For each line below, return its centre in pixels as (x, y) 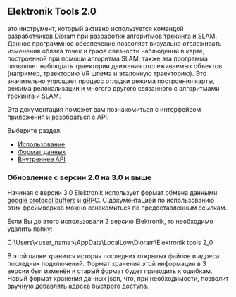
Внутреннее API (41, 159)
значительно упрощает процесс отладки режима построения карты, (111, 81)
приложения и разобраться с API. (58, 117)
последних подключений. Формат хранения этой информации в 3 (107, 264)
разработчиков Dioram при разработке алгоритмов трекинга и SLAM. (112, 36)
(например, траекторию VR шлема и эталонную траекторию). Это (107, 73)
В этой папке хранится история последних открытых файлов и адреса (113, 256)
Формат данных (42, 151)
